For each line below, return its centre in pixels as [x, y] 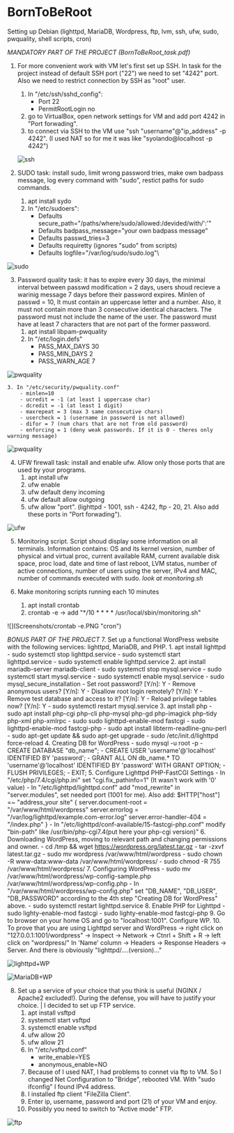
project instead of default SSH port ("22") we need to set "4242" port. [118, 73]
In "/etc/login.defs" [55, 339]
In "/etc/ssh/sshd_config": [65, 94]
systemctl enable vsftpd [62, 1027]
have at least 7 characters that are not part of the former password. [114, 324]
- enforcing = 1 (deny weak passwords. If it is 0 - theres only [117, 430]
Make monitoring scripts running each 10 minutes [88, 592]
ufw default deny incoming [66, 492]
